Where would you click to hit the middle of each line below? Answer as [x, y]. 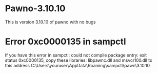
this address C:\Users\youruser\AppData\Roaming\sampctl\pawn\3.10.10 [78, 65]
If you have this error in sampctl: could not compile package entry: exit [76, 55]
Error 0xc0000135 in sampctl [66, 42]
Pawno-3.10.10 [35, 9]
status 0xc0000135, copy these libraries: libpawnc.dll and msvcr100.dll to [79, 60]
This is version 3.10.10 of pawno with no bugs [50, 22]
